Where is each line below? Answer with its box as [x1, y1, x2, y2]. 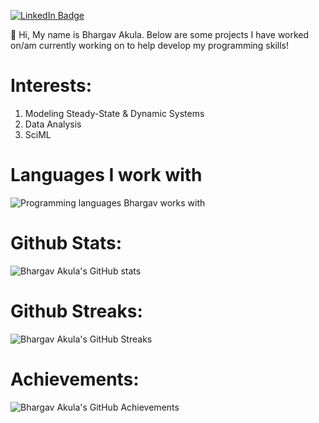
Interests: [10, 75, 93, 97]
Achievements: [10, 368, 140, 390]
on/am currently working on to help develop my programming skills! [10, 40, 290, 51]
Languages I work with [10, 164, 203, 187]
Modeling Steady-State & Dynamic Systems [24, 107, 205, 119]
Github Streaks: [10, 300, 143, 322]
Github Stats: [10, 232, 123, 255]
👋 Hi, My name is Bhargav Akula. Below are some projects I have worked [10, 29, 310, 40]
